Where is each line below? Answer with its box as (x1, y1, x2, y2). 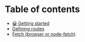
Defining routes (12, 25, 45, 31)
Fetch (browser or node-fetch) (12, 31, 76, 37)
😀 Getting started (12, 20, 50, 26)
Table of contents (5, 4, 80, 15)
